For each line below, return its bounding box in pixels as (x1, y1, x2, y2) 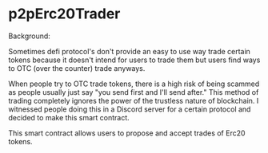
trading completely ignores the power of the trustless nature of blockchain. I (8, 96, 259, 105)
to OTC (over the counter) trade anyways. (8, 63, 146, 73)
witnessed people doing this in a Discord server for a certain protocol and (8, 104, 251, 114)
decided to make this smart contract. (8, 112, 130, 122)
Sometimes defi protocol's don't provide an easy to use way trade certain (8, 46, 250, 56)
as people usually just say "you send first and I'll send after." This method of (8, 87, 259, 96)
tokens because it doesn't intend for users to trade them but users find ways (8, 55, 261, 65)
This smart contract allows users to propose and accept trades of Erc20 (8, 128, 246, 138)
